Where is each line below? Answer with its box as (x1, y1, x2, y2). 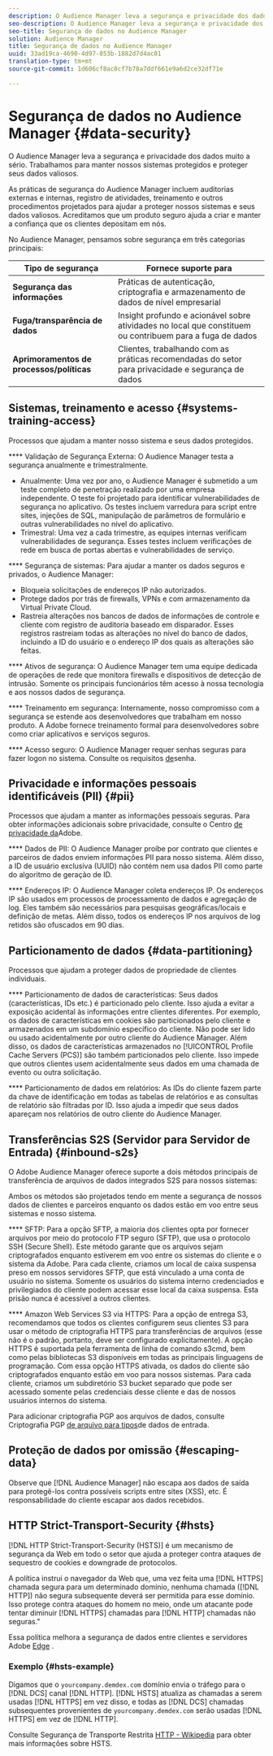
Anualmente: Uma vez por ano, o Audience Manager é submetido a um (19, 476, 258, 485)
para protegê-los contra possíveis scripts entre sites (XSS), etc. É (8, 1486, 227, 1496)
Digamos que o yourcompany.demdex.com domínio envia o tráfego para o (8, 1680, 246, 1689)
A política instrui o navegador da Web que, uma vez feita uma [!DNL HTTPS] (8, 1573, 264, 1583)
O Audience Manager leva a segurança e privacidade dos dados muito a (8, 151, 250, 161)
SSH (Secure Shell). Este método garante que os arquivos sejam (8, 1241, 223, 1251)
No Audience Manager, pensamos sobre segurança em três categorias (8, 234, 245, 244)
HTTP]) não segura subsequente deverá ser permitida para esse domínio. (8, 1590, 255, 1600)
